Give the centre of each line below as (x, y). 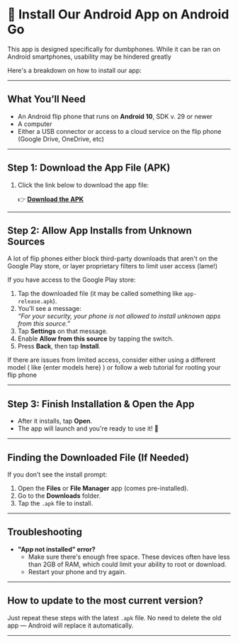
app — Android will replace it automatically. (70, 625)
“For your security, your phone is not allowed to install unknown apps (119, 316)
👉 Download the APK (50, 199)
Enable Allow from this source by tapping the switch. (96, 338)
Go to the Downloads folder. (59, 496)
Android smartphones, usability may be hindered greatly (89, 57)
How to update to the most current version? (106, 601)
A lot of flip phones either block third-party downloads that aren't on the (113, 258)
